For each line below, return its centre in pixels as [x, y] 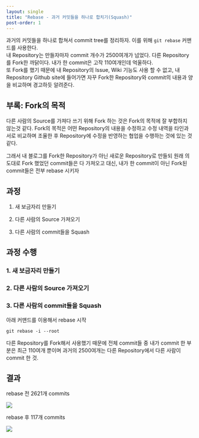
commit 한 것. [22, 358]
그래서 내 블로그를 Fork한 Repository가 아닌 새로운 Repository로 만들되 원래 [95, 156]
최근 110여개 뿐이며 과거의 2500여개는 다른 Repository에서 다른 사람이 [99, 350]
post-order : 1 [24, 23]
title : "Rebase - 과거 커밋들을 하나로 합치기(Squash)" [69, 17]
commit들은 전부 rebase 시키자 [43, 171]
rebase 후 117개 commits [36, 417]
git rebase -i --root [33, 331]
